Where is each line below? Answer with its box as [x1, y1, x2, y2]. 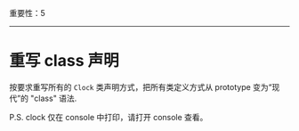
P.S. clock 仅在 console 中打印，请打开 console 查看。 [9, 111, 208, 122]
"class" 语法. [30, 93, 77, 103]
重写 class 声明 [9, 51, 119, 71]
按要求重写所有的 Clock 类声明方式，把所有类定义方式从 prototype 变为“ [9, 81, 273, 92]
